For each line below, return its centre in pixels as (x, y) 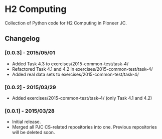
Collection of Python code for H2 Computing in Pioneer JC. (66, 23)
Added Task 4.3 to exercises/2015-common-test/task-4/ (70, 64)
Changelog (22, 39)
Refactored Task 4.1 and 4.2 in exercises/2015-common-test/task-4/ (83, 69)
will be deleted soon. (33, 133)
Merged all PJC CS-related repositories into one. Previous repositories (85, 127)
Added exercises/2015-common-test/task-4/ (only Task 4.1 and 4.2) (82, 98)
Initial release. (26, 122)
